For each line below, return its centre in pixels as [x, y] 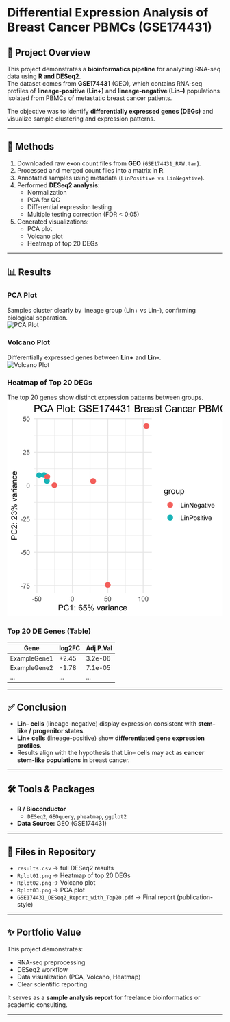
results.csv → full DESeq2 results [65, 868]
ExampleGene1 [31, 658]
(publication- [195, 897]
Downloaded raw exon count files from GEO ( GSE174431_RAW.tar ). [109, 163]
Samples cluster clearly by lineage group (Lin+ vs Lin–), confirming [102, 310]
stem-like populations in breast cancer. [73, 760]
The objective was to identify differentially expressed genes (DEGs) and [110, 111]
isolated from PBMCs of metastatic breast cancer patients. [90, 98]
